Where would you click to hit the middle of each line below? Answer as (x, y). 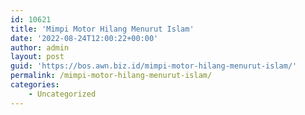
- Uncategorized (62, 94)
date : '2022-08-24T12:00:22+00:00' (84, 38)
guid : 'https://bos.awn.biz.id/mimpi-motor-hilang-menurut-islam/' (154, 66)
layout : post (37, 57)
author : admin (40, 47)
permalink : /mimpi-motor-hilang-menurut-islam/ (111, 76)
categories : (35, 85)
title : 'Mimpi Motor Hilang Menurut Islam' (102, 29)
